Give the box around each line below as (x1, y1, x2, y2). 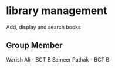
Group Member (6, 40, 63, 50)
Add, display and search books (6, 23, 81, 30)
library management (6, 4, 107, 18)
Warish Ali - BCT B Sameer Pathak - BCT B (6, 56, 110, 63)
